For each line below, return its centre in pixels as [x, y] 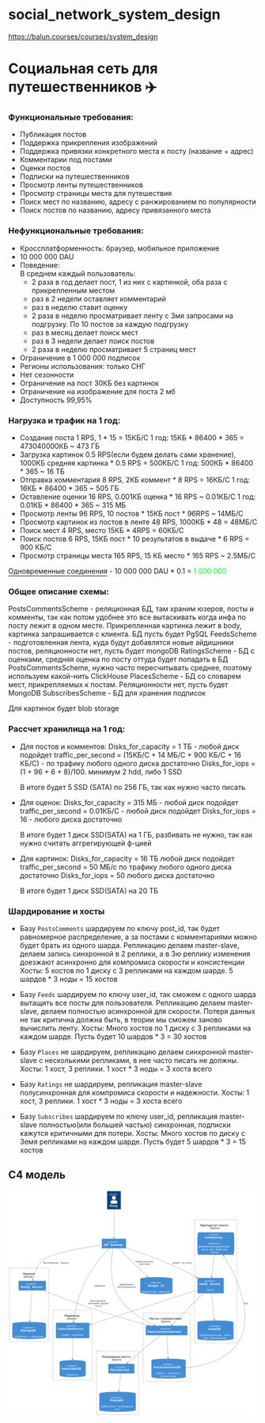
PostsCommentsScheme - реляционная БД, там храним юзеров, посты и [131, 609]
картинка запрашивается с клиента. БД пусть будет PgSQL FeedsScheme [132, 634]
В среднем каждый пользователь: [78, 273]
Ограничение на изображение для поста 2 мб [97, 391]
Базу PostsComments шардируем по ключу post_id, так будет [119, 928]
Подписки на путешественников [74, 177]
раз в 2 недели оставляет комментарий [98, 298]
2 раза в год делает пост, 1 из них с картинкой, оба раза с [129, 282]
